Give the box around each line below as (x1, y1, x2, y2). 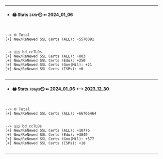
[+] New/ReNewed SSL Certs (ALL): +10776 (5, 128, 90, 133)
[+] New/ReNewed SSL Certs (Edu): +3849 (5, 132, 88, 137)
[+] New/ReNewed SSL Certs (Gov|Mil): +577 (5, 137, 95, 142)
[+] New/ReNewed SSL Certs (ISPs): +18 (5, 141, 86, 146)
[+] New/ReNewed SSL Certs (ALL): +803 (5, 54, 86, 59)
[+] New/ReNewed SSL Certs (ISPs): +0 (5, 66, 83, 72)
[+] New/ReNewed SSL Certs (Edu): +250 (5, 58, 86, 63)
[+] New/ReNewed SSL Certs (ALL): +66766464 (5, 111, 97, 116)
